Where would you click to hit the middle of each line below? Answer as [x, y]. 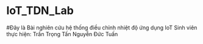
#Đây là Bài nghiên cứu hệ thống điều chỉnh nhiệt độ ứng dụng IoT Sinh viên [102, 28]
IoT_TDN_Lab [40, 11]
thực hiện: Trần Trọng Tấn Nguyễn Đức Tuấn [62, 34]
